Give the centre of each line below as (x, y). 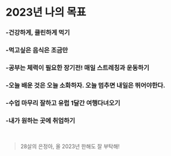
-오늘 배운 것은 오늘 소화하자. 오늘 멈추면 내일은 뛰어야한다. (85, 85)
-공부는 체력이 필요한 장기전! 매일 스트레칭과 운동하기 (77, 68)
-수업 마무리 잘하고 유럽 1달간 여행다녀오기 (63, 103)
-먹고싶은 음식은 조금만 (37, 50)
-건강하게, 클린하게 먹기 (38, 32)
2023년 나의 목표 (46, 12)
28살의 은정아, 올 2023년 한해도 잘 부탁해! (70, 146)
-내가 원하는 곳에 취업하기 (40, 121)
